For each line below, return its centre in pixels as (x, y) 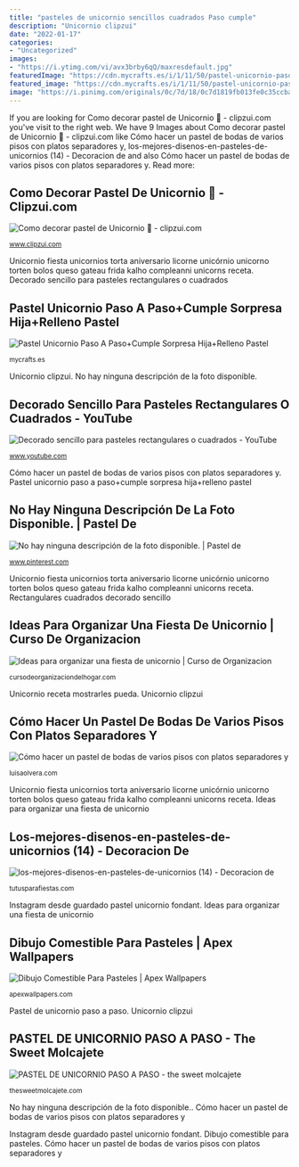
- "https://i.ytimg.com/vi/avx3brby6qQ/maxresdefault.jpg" (121, 68)
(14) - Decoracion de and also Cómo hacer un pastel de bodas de (170, 155)
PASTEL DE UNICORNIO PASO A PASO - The (133, 1039)
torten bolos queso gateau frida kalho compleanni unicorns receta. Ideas (142, 800)
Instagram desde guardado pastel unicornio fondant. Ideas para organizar (145, 905)
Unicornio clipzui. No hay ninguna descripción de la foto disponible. (133, 376)
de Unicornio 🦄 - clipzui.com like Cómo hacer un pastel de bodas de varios (146, 136)
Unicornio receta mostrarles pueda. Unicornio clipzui (106, 694)
